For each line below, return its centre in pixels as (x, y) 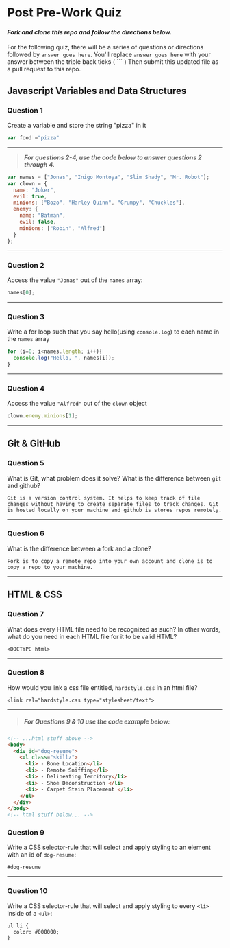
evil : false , (38, 222)
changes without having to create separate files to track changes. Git (113, 504)
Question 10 (27, 891)
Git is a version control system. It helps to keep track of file (104, 498)
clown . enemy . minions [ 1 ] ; (42, 416)
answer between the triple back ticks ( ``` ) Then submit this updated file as (113, 62)
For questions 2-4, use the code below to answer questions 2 (113, 157)
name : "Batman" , (43, 216)
